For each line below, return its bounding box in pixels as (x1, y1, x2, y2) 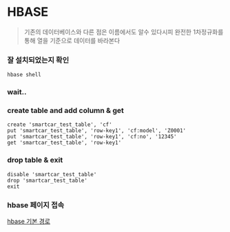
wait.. (7, 87, 27, 97)
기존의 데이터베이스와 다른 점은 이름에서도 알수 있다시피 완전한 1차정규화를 (23, 28, 224, 36)
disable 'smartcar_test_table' (7, 171, 97, 178)
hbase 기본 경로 (7, 218, 50, 226)
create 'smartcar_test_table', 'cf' (7, 121, 112, 128)
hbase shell (7, 72, 41, 78)
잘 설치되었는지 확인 (7, 55, 70, 65)
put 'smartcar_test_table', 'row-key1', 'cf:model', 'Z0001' (7, 127, 187, 134)
